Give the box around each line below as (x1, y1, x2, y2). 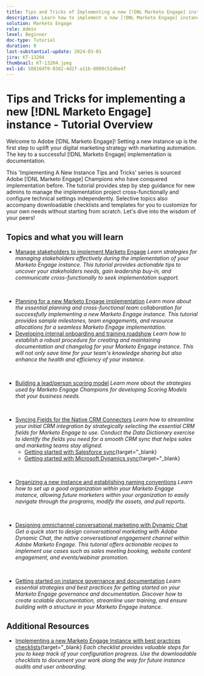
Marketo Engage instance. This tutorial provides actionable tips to (15, 261, 181, 269)
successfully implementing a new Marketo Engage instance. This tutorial (15, 311, 198, 318)
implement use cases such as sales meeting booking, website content (15, 547, 191, 555)
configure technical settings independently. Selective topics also (6, 195, 168, 202)
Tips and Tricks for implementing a (6, 92, 186, 105)
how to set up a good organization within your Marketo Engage (15, 485, 174, 492)
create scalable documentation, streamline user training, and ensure (15, 597, 188, 604)
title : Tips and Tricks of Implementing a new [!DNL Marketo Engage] (6, 9, 186, 15)
